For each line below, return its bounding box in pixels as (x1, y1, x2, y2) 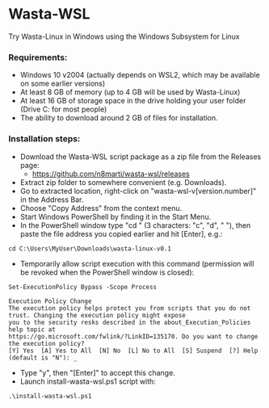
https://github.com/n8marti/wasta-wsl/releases (32, 169, 190, 179)
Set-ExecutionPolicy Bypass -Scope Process (8, 283, 158, 291)
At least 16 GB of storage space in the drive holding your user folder (19, 96, 246, 106)
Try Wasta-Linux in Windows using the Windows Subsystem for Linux (8, 32, 240, 41)
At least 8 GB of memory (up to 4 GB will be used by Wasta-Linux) (19, 87, 241, 97)
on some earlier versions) (19, 78, 106, 89)
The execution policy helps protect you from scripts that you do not (8, 304, 251, 312)
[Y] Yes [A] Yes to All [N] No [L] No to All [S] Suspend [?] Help (8, 347, 258, 355)
